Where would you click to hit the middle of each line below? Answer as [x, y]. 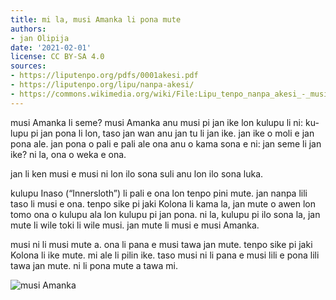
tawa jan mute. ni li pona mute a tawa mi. [94, 265]
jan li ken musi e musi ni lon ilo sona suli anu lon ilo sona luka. [137, 173]
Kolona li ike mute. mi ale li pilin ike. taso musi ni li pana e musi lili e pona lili [165, 255]
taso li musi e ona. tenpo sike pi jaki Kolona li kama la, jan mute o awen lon [163, 203]
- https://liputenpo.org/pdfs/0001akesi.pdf [104, 76]
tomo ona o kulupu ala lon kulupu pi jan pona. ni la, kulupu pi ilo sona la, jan [165, 214]
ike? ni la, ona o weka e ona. [68, 154]
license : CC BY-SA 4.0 [57, 57]
